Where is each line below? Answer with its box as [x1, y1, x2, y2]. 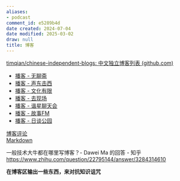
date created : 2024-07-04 [6, 25, 71, 32]
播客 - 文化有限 [14, 87, 53, 94]
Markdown [6, 136, 33, 144]
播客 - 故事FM [14, 109, 50, 117]
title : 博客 [6, 43, 34, 49]
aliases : [6, 8, 28, 15]
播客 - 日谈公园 [14, 117, 53, 124]
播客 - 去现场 [14, 94, 47, 102]
